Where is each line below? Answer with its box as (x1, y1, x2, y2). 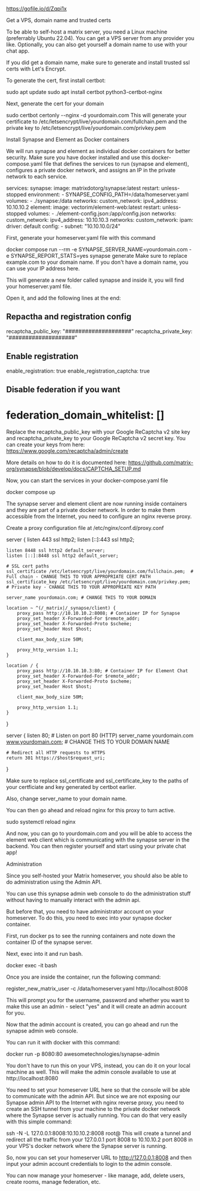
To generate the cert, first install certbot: (6, 77, 106, 84)
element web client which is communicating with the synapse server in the (6, 836, 190, 843)
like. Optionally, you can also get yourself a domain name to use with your (6, 41, 188, 48)
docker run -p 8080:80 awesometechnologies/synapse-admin (6, 1050, 160, 1058)
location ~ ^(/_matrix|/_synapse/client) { (6, 605, 116, 611)
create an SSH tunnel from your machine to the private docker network (6, 1105, 181, 1112)
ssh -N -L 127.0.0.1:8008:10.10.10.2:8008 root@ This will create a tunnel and (6, 1129, 191, 1137)
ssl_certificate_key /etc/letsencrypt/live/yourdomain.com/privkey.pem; (6, 578, 191, 585)
